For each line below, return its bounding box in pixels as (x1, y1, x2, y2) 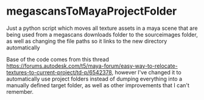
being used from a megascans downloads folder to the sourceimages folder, (6, 30, 198, 38)
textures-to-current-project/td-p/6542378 (6, 68, 112, 76)
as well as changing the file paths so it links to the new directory (6, 37, 167, 45)
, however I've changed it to (111, 68, 181, 76)
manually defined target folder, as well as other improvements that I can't (6, 81, 190, 89)
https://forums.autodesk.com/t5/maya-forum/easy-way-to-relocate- (6, 62, 178, 70)
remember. (6, 88, 34, 95)
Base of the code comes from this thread (6, 55, 110, 63)
